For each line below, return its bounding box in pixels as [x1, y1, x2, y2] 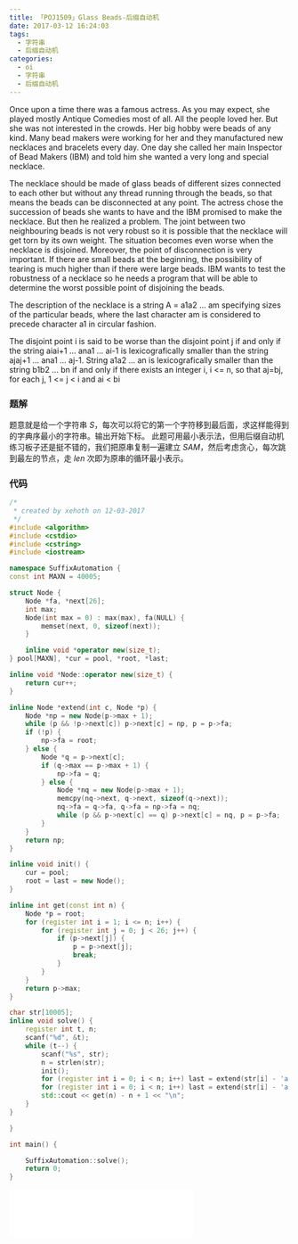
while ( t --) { [25, 1041, 77, 1050]
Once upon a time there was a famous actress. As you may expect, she [9, 103, 270, 114]
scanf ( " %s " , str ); [41, 1050, 109, 1059]
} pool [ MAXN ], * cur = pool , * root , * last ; [9, 655, 169, 663]
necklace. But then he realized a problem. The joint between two [9, 216, 246, 227]
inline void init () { [9, 860, 90, 869]
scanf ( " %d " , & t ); [25, 1034, 90, 1042]
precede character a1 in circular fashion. [9, 318, 157, 329]
